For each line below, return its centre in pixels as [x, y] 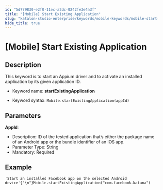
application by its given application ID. [43, 82]
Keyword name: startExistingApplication [53, 91]
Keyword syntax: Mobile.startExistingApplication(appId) [71, 100]
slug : [10, 18]
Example [18, 167]
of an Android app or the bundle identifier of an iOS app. [68, 142]
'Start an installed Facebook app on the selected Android [66, 178]
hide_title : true [23, 23]
